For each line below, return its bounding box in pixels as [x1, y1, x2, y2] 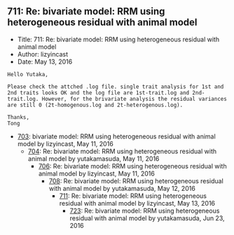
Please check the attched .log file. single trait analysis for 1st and [7, 83, 224, 90]
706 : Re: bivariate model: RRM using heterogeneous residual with [38, 162, 227, 170]
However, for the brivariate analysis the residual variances [41, 95, 228, 102]
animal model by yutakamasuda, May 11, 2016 [27, 154, 160, 163]
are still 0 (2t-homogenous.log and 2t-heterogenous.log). [7, 101, 184, 108]
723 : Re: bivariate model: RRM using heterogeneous [69, 206, 220, 215]
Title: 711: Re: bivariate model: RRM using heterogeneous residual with [17, 35, 219, 43]
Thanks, [7, 113, 30, 121]
